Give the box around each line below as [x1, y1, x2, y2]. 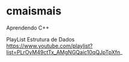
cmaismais [6, 4, 62, 18]
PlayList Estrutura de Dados [6, 36, 75, 43]
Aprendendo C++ [6, 24, 50, 31]
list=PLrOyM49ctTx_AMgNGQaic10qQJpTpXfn [6, 48, 121, 55]
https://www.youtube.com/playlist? [6, 42, 93, 49]
